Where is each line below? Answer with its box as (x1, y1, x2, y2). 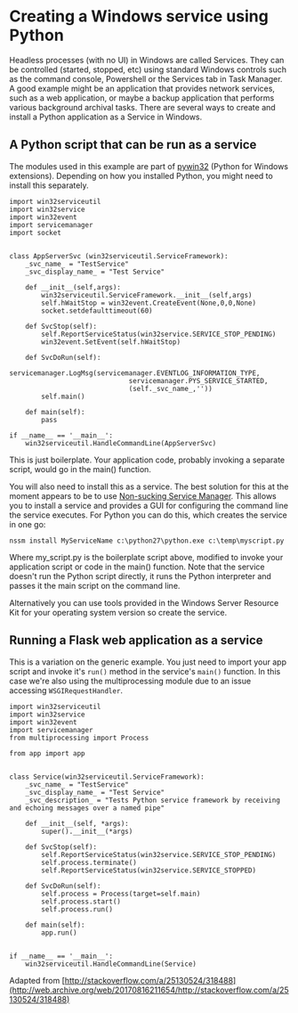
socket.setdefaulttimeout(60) (41, 306, 153, 315)
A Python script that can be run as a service (9, 137, 257, 152)
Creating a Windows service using (9, 6, 269, 27)
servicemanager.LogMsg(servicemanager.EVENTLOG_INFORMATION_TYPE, (9, 368, 261, 378)
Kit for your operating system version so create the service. (9, 607, 228, 617)
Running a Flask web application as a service (9, 633, 264, 648)
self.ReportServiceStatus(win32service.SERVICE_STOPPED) (41, 866, 256, 875)
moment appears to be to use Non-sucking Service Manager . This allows (9, 490, 278, 501)
